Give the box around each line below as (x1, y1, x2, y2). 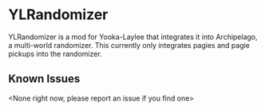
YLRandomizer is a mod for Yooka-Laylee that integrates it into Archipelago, (8, 32, 258, 42)
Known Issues (8, 72, 81, 85)
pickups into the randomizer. (8, 49, 102, 58)
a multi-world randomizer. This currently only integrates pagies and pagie (8, 40, 250, 50)
